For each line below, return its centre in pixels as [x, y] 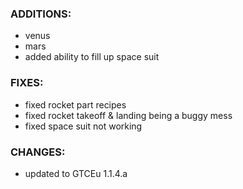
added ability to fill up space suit [92, 57]
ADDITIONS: [41, 14]
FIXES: [27, 83]
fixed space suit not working [83, 126]
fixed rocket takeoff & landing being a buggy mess [128, 115]
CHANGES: [38, 152]
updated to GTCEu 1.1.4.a [76, 173]
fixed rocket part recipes [75, 104]
